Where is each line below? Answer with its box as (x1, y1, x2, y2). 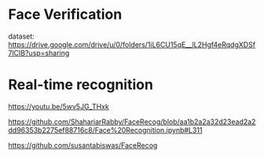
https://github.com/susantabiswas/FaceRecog (8, 140, 158, 150)
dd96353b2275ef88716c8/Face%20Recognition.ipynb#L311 (8, 125, 203, 134)
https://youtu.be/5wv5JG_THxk (8, 101, 110, 111)
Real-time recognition (8, 76, 153, 94)
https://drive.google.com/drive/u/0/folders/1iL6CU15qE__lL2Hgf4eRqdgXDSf (8, 39, 256, 49)
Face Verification (8, 6, 123, 24)
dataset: (8, 31, 35, 41)
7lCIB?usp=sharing (8, 48, 70, 57)
